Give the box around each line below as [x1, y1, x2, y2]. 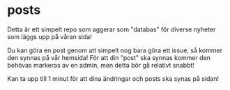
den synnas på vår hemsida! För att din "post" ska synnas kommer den [7, 53, 211, 61]
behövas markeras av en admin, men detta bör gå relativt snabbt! [7, 61, 195, 69]
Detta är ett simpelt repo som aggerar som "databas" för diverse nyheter [7, 25, 216, 33]
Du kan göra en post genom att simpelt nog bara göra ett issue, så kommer [7, 46, 223, 54]
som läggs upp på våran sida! [7, 32, 92, 40]
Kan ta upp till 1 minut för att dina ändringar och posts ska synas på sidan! [7, 74, 220, 82]
